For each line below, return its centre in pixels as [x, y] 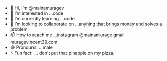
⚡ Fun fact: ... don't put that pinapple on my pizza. [62, 53]
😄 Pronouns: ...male [31, 47]
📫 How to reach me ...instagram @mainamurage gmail [67, 35]
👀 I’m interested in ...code [37, 13]
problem [19, 29]
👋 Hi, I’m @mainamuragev [37, 8]
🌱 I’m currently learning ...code [42, 18]
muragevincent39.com [34, 42]
